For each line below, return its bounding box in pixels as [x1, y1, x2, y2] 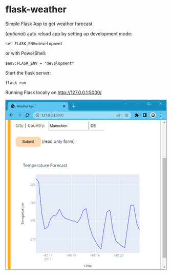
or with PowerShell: [5, 50, 47, 56]
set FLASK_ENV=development [5, 41, 63, 46]
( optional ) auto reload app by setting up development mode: [5, 30, 133, 36]
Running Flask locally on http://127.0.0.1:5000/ [5, 89, 102, 96]
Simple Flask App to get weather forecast [5, 21, 93, 27]
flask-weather [5, 4, 67, 15]
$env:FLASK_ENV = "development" [5, 61, 74, 66]
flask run [5, 80, 27, 85]
